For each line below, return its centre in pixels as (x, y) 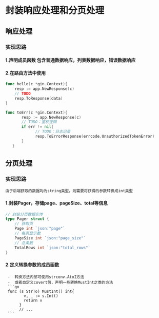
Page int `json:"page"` (40, 229)
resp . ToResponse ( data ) (39, 98)
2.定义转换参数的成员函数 (32, 265)
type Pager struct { (27, 219)
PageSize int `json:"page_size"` (50, 238)
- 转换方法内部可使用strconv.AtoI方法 (46, 277)
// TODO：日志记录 (53, 132)
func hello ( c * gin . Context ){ (36, 84)
